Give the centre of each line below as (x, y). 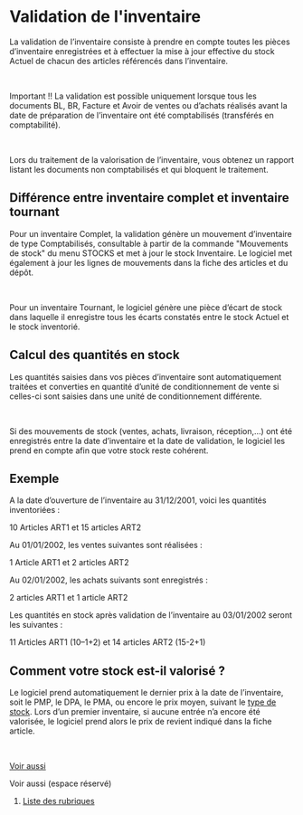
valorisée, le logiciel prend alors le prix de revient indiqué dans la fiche (141, 722)
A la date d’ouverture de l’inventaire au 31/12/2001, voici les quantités (138, 500)
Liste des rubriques (58, 801)
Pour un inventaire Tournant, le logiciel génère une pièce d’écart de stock (146, 307)
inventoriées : (35, 510)
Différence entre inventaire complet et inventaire (149, 198)
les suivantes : (36, 625)
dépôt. (22, 272)
